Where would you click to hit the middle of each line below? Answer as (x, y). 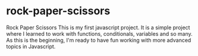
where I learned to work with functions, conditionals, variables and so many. (100, 33)
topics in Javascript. (31, 46)
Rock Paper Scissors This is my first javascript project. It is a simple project (98, 27)
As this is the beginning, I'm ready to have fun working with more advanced (99, 40)
